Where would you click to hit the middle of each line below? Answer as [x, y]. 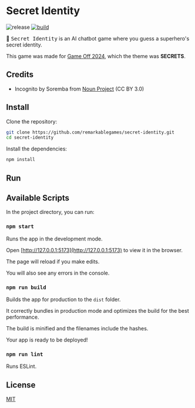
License [21, 385]
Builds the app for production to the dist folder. [63, 299]
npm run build [26, 287]
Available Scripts [38, 198]
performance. [23, 317]
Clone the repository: [32, 121]
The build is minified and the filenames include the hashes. [77, 328]
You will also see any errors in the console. [58, 273]
